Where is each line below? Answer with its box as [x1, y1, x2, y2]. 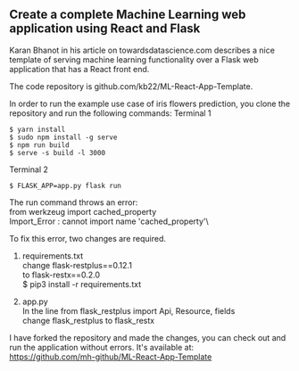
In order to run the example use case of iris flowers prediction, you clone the [9, 98, 291, 109]
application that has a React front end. [9, 63, 150, 74]
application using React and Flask [9, 21, 201, 37]
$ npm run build [9, 140, 70, 150]
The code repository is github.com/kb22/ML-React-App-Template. [9, 80, 253, 92]
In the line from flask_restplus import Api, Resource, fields [21, 305, 236, 316]
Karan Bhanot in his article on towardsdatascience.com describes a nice [9, 45, 275, 55]
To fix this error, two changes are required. [9, 233, 167, 243]
